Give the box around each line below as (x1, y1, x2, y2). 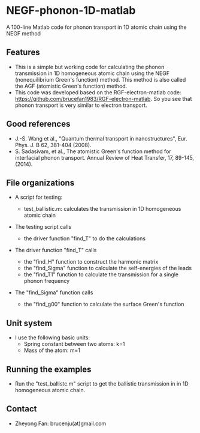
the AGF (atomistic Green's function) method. (14, 82, 128, 89)
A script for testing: (14, 193, 63, 201)
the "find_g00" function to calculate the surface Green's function (23, 301, 184, 308)
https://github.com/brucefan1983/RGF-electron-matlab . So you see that (14, 95, 192, 102)
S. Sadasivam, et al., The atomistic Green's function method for (14, 148, 172, 155)
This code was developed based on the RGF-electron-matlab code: (14, 88, 181, 96)
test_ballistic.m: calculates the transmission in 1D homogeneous (23, 205, 181, 213)
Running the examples (6, 364, 92, 374)
